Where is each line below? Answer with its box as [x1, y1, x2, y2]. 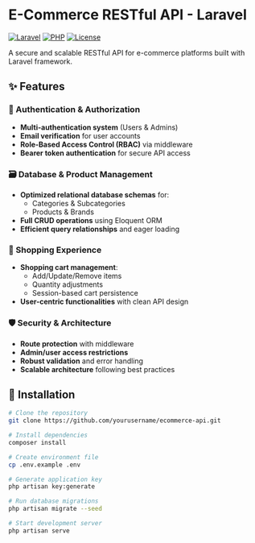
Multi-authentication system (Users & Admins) [19, 122, 179, 132]
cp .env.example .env [8, 461, 81, 469]
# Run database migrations [8, 497, 99, 505]
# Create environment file [8, 453, 99, 461]
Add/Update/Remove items [31, 271, 122, 281]
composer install [8, 438, 67, 446]
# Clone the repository [8, 409, 88, 417]
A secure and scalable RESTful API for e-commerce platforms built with [8, 48, 245, 57]
